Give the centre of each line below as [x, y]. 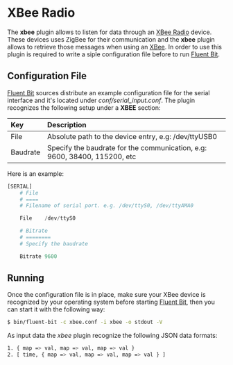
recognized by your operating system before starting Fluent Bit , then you [111, 302]
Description [67, 124]
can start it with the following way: [56, 309]
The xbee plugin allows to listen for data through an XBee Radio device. [110, 32]
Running [26, 278]
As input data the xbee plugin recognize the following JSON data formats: [112, 336]
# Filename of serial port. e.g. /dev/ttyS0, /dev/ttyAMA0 [107, 206]
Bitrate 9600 [38, 256]
